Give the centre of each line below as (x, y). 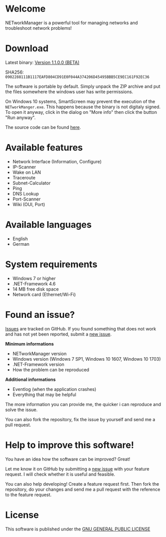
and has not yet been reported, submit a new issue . (58, 334)
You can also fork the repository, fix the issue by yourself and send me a (80, 419)
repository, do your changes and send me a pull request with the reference (83, 489)
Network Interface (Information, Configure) (57, 161)
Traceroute (24, 177)
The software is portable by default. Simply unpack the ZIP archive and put (83, 86)
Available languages (49, 225)
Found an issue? (40, 315)
